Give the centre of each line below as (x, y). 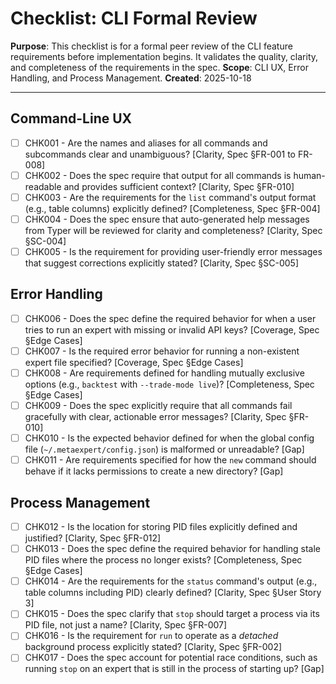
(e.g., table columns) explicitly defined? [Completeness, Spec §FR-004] (172, 208)
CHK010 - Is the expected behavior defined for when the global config (169, 438)
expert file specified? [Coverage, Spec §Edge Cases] (134, 362)
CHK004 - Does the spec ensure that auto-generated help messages (167, 219)
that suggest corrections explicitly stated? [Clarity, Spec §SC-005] (162, 263)
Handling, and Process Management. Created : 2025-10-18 (131, 78)
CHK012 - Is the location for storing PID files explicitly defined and (161, 527)
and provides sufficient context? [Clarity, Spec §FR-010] (179, 186)
